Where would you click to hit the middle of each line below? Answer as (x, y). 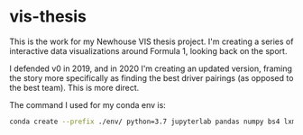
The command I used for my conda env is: (88, 104)
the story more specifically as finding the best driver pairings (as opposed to (151, 77)
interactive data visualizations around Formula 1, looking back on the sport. (148, 50)
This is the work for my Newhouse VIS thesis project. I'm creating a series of (151, 41)
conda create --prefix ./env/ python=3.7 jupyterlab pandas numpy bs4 (145, 121)
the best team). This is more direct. (74, 87)
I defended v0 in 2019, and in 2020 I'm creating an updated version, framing (151, 68)
